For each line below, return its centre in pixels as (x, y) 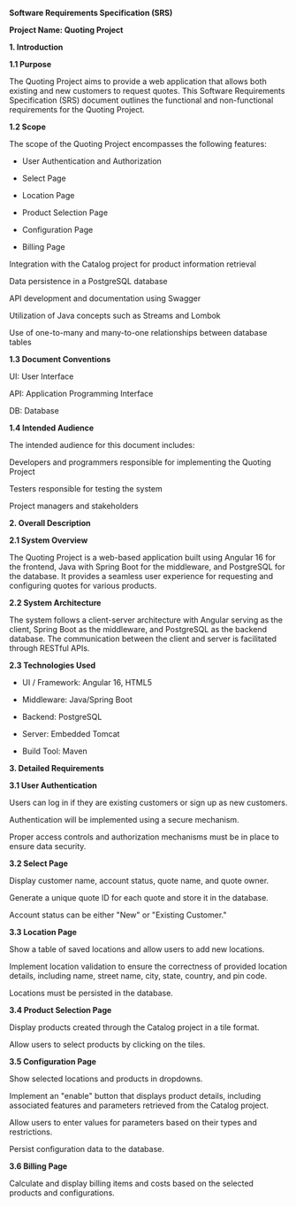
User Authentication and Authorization (91, 161)
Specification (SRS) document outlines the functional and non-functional (141, 100)
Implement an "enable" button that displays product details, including (135, 1096)
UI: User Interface (42, 376)
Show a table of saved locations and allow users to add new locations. (137, 949)
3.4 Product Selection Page (61, 1010)
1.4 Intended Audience (52, 428)
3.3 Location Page (43, 932)
